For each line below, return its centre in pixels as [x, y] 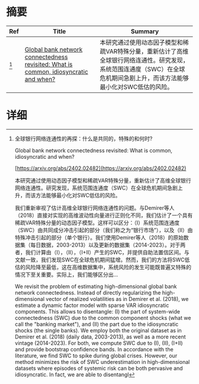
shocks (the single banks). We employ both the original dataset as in [98, 330]
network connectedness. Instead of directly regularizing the [88, 292]
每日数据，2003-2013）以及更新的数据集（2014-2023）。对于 [105, 245]
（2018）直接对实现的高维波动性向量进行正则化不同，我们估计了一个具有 [104, 215]
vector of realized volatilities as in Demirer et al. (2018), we [117, 299]
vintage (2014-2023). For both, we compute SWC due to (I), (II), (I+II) [99, 343]
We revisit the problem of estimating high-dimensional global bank [96, 286]
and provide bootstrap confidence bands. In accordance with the [94, 349]
